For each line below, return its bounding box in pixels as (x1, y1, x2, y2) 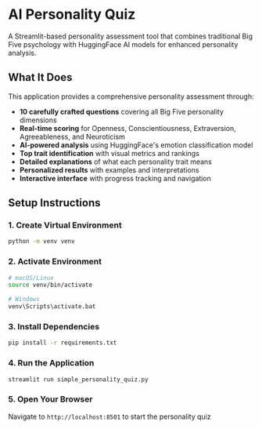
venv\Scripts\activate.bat (8, 303, 96, 311)
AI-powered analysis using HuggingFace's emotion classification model (19, 140, 253, 150)
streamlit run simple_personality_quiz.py (8, 375, 149, 384)
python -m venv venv (8, 238, 76, 245)
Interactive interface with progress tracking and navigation (19, 173, 211, 183)
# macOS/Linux (8, 274, 55, 282)
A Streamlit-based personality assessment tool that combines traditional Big (8, 31, 253, 41)
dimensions (19, 115, 57, 125)
